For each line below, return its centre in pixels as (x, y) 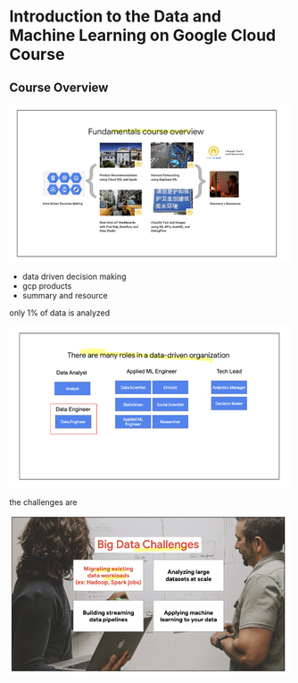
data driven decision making (74, 276)
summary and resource (65, 295)
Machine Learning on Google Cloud (143, 35)
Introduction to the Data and (116, 17)
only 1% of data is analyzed (60, 312)
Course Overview (59, 87)
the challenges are (43, 502)
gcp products (47, 286)
